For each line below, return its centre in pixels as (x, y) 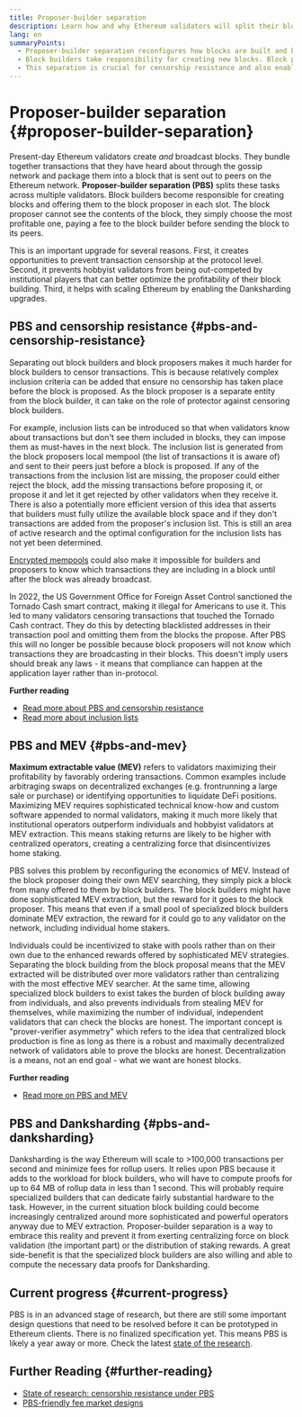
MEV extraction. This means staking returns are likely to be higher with (140, 835)
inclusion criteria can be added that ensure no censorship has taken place (147, 381)
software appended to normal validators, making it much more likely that (143, 815)
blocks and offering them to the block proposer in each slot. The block (140, 204)
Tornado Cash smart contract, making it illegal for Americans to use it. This (148, 606)
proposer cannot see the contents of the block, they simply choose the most (151, 213)
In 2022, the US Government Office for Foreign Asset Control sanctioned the (151, 596)
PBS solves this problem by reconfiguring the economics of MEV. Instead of (150, 871)
